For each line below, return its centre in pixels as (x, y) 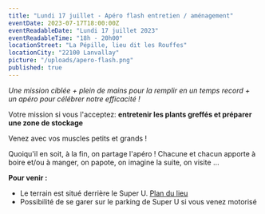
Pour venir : (28, 177)
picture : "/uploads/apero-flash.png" (71, 61)
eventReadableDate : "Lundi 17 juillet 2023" (83, 30)
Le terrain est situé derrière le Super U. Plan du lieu (104, 193)
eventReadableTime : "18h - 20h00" (66, 38)
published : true (35, 68)
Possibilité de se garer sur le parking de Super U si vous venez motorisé (138, 201)
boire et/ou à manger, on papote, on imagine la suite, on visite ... (114, 162)
